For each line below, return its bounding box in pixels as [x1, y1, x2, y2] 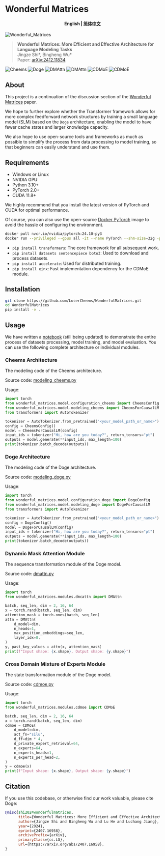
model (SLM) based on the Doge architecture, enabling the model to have [5, 119, 152, 125]
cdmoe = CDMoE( [5, 723, 36, 728]
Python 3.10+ [12, 182, 39, 188]
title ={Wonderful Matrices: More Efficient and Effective [18, 814, 139, 819]
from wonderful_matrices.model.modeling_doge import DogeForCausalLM [5, 502, 151, 507]
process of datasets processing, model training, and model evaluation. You [5, 339, 157, 345]
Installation [5, 285, 40, 293]
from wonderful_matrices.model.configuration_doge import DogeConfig [5, 498, 151, 503]
